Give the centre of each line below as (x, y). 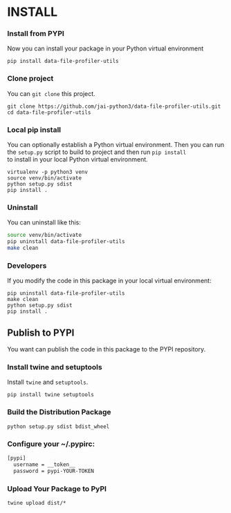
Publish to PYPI (41, 332)
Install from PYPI (36, 34)
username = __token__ (45, 464)
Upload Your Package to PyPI (57, 489)
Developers (27, 265)
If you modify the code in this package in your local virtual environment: (110, 281)
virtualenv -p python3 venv (48, 172)
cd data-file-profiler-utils (49, 112)
